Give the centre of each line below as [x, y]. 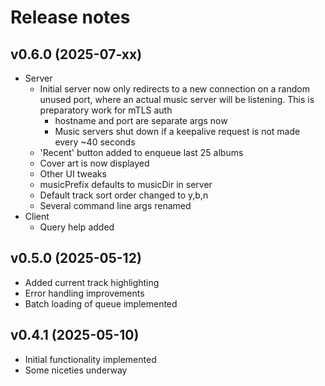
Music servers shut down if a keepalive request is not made [177, 131]
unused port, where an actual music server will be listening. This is [177, 99]
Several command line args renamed [115, 205]
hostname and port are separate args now [141, 120]
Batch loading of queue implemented [101, 303]
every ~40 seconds [95, 142]
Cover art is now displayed [94, 163]
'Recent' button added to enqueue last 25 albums [141, 152]
